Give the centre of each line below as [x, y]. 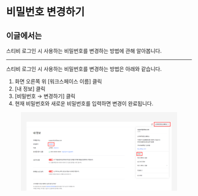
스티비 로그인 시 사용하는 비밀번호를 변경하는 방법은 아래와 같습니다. [84, 69]
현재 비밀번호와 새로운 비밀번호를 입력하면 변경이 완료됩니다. [84, 103]
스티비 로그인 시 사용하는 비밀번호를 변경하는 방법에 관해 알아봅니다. [84, 51]
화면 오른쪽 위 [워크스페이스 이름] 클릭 [58, 81]
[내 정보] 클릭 [30, 89]
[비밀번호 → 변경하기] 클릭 [45, 96]
